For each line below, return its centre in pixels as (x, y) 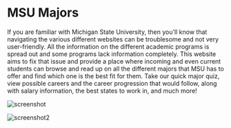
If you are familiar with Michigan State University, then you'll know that (107, 32)
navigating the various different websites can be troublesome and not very (113, 39)
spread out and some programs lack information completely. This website (112, 54)
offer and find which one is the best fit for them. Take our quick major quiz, (113, 76)
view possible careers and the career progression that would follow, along (112, 83)
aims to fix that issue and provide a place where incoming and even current (114, 61)
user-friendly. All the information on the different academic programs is (108, 46)
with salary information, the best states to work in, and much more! (102, 91)
